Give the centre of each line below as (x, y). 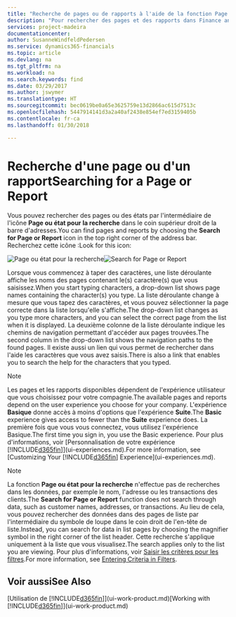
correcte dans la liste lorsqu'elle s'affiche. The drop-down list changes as (113, 310)
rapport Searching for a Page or (99, 181)
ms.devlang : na (29, 60)
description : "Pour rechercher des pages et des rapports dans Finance (114, 20)
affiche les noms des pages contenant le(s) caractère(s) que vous (103, 280)
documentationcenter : (39, 33)
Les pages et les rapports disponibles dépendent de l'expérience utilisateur (117, 390)
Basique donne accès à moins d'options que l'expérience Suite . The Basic (114, 412)
